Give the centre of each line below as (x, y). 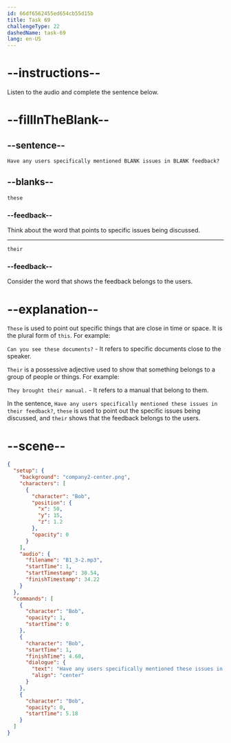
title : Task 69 (29, 20)
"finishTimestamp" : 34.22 (62, 580)
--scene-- (36, 446)
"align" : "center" (58, 676)
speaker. (20, 356)
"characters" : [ (43, 483)
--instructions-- (54, 73)
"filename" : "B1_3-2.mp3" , (64, 560)
